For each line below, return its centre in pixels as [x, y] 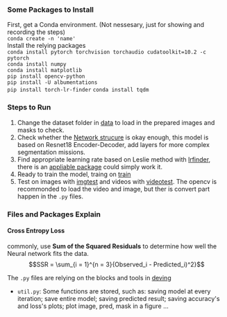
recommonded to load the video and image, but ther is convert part [113, 189]
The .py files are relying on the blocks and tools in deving [89, 277]
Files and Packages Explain [54, 214]
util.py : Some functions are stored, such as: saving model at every [114, 291]
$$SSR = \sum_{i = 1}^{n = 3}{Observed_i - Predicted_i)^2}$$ [117, 264]
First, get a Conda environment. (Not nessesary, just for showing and [106, 25]
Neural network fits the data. [48, 253]
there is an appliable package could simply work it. [90, 166]
